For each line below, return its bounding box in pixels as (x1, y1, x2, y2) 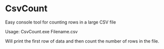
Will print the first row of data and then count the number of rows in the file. (5, 38, 160, 44)
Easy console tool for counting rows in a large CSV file (5, 19, 116, 25)
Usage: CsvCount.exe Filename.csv (5, 28, 78, 34)
